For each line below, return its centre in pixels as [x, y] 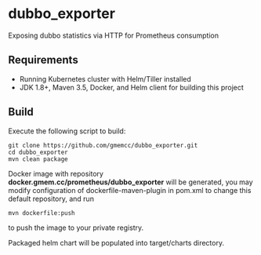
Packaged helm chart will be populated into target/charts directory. [116, 242]
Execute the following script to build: [67, 131]
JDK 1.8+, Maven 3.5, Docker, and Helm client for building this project [132, 87]
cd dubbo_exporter [38, 152]
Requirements [43, 60]
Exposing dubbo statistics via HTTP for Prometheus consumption [114, 35]
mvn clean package [38, 159]
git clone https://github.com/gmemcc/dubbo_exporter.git [103, 145]
